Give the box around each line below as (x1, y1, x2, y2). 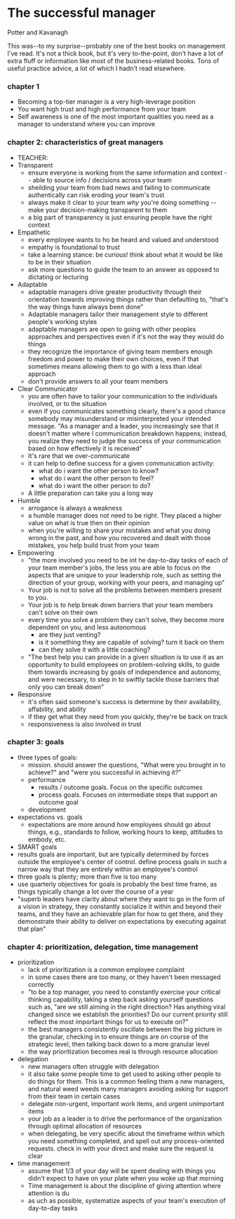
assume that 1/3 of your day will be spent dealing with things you (27, 1166, 216, 1176)
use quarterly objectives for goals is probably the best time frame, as (17, 880, 217, 888)
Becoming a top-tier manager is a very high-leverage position (17, 97, 196, 106)
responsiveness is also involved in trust (27, 720, 142, 728)
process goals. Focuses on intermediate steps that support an (38, 790, 217, 799)
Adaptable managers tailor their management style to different (27, 310, 208, 318)
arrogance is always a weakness (27, 504, 123, 512)
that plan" (17, 924, 46, 933)
